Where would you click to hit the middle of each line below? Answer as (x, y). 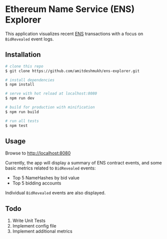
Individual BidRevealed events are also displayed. (55, 193)
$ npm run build (22, 112)
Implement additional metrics (42, 231)
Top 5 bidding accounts (37, 183)
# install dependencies (30, 80)
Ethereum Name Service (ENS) (70, 9)
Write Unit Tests (29, 220)
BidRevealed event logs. (29, 39)
